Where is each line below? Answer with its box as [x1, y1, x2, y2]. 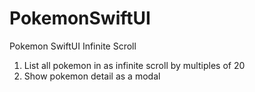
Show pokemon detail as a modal [23, 70, 161, 82]
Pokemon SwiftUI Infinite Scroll [9, 40, 137, 52]
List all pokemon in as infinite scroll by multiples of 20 [23, 59, 246, 71]
